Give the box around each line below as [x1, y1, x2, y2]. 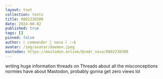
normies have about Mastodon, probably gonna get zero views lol [5, 68, 140, 74]
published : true [5, 26, 39, 31]
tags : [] [5, 30, 23, 35]
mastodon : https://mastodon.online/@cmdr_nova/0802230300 [5, 49, 128, 54]
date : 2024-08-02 [5, 21, 41, 26]
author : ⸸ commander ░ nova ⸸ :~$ [5, 40, 76, 45]
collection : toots [5, 12, 43, 17]
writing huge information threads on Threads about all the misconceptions [5, 63, 158, 69]
